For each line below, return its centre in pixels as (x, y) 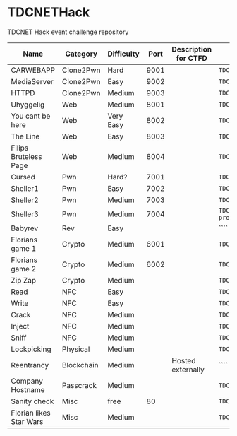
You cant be (31, 116)
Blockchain (80, 365)
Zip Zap (24, 280)
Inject (20, 326)
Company (27, 381)
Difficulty (123, 54)
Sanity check (32, 401)
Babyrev (25, 228)
